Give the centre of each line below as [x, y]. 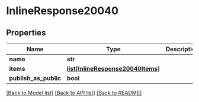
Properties [26, 33]
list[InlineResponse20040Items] [113, 69]
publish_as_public [35, 78]
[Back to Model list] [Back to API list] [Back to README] [74, 93]
